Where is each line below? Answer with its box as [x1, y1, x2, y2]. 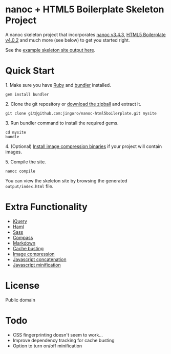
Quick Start [5, 65, 55, 77]
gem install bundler [5, 91, 50, 97]
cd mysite [5, 129, 27, 135]
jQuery [12, 218, 27, 224]
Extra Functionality [5, 201, 88, 213]
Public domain [5, 296, 36, 303]
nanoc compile [5, 169, 36, 174]
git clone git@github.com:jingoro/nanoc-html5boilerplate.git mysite [5, 110, 157, 116]
